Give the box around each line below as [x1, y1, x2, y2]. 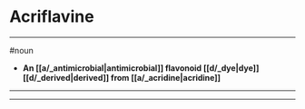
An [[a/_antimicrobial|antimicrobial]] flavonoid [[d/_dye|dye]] [22, 62, 260, 74]
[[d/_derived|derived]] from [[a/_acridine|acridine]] [22, 72, 221, 83]
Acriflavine [9, 6, 94, 27]
